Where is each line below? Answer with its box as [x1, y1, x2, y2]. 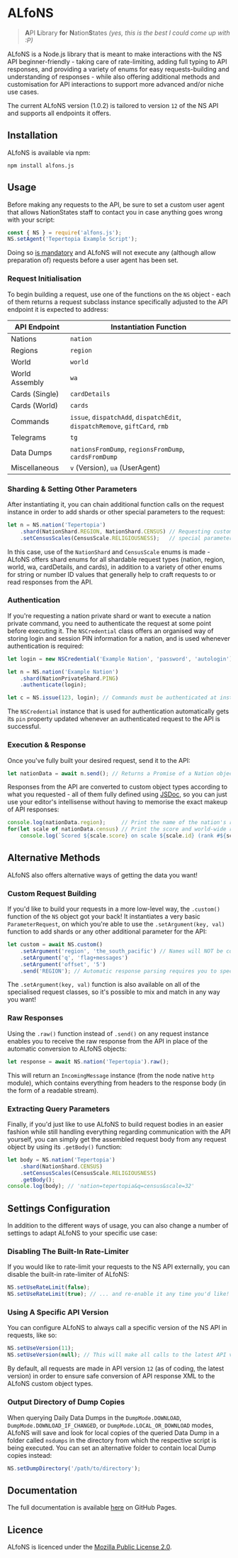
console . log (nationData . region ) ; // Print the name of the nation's [7, 819, 227, 826]
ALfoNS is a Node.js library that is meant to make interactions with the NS [7, 50, 222, 58]
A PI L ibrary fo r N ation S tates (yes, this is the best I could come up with [24, 28, 230, 37]
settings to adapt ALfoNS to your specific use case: [7, 1229, 158, 1238]
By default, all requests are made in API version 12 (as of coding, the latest [7, 1364, 225, 1373]
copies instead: [7, 1451, 52, 1459]
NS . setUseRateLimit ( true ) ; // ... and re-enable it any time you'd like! [7, 1291, 230, 1298]
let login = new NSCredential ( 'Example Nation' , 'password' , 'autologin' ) [7, 655, 233, 662]
